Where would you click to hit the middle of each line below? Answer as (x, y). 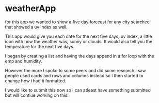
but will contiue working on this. (37, 95)
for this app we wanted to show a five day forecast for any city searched (78, 22)
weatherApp (31, 8)
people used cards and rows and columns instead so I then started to (74, 75)
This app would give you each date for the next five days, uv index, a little (79, 36)
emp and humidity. (24, 61)
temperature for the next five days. (40, 46)
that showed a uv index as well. (36, 27)
